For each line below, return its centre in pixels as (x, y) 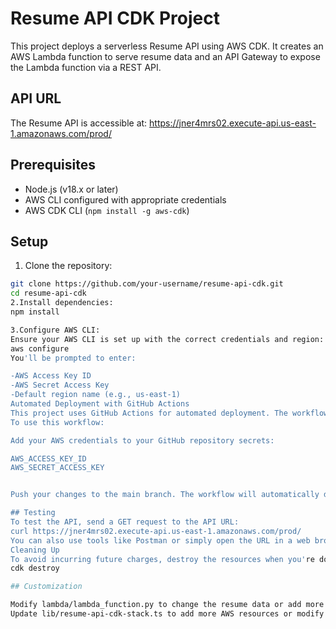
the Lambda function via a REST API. (86, 67)
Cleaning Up (35, 550)
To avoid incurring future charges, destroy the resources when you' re (162, 559)
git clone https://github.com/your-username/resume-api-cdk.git (147, 284)
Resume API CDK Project (115, 18)
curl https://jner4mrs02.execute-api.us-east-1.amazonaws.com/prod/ (156, 531)
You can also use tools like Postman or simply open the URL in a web (160, 540)
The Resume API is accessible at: (79, 123)
